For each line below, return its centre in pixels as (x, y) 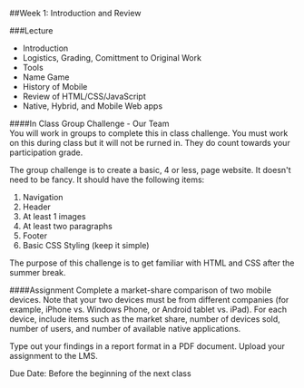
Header (37, 207)
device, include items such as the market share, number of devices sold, (145, 319)
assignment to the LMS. (54, 356)
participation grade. (46, 152)
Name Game (46, 77)
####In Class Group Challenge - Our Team (89, 123)
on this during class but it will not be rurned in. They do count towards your (150, 143)
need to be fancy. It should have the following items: (107, 179)
